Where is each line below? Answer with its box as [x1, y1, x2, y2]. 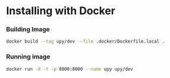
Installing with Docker [6, 4, 116, 18]
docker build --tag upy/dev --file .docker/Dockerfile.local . [6, 38, 165, 45]
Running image [6, 53, 51, 61]
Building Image [6, 25, 50, 34]
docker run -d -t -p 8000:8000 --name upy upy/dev [6, 66, 133, 72]
